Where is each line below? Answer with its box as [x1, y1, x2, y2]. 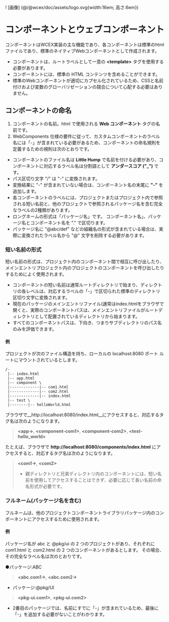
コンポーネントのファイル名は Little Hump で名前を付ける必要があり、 [12, 156, 159, 162]
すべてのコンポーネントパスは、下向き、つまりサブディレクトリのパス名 [12, 320, 162, 326]
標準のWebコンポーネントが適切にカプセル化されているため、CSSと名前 [12, 77, 164, 83]
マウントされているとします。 [18, 357, 80, 363]
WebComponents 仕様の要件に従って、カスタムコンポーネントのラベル [12, 133, 160, 139]
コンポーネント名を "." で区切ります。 [30, 219, 108, 225]
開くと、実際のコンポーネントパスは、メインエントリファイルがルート [12, 307, 159, 313]
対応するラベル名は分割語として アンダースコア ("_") [43, 163, 153, 169]
